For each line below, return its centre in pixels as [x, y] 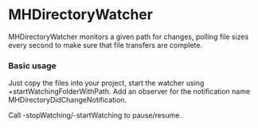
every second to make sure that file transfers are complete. [106, 45]
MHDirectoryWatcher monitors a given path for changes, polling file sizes [129, 37]
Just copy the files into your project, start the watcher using [106, 83]
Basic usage [33, 65]
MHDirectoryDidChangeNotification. [68, 100]
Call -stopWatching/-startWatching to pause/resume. [95, 115]
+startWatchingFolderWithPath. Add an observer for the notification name [129, 91]
